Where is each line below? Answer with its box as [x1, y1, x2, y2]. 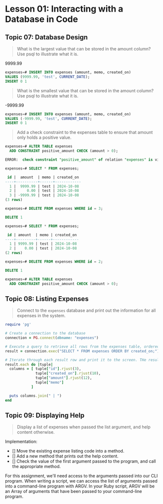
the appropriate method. [12, 464, 61, 470]
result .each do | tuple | [5, 362, 53, 367]
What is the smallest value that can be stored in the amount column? [16, 87, 154, 93]
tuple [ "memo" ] [35, 380, 64, 385]
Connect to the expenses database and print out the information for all [16, 307, 156, 314]
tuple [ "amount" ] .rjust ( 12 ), [35, 375, 92, 381]
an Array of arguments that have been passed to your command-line [5, 488, 142, 494]
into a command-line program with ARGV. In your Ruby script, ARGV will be [5, 483, 155, 489]
